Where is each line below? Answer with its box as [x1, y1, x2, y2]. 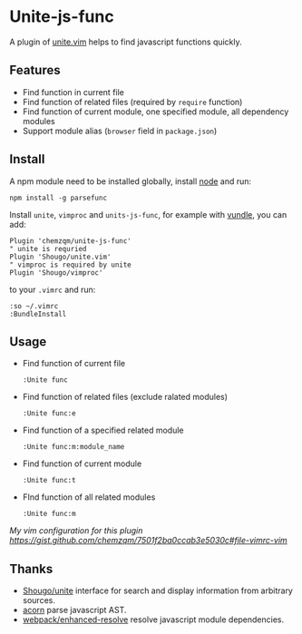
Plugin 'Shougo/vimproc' [9, 268, 103, 278]
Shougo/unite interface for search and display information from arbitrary [22, 585, 293, 596]
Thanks [9, 561, 54, 577]
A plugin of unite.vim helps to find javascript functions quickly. [9, 36, 242, 47]
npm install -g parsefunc [9, 193, 107, 202]
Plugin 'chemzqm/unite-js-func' [9, 236, 132, 246]
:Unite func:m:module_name [22, 443, 125, 452]
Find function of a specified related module [22, 424, 184, 436]
